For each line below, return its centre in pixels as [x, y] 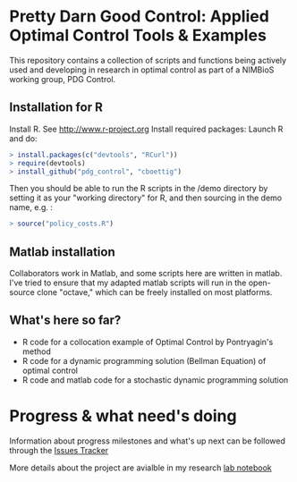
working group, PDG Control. [63, 79]
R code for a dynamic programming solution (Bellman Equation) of [144, 360]
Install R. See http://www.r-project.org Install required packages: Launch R [146, 129]
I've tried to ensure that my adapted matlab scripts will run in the [128, 283]
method [37, 351]
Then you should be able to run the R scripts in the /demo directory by [139, 189]
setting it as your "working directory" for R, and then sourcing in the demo [146, 198]
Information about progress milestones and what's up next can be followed [148, 441]
